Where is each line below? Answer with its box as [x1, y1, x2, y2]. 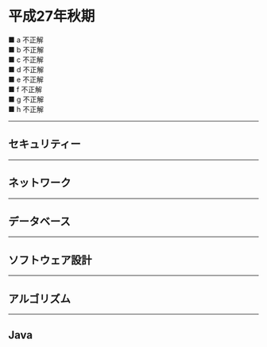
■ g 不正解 [8, 94, 44, 104]
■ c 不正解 [8, 55, 44, 64]
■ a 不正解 [8, 35, 44, 44]
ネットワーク [8, 176, 72, 190]
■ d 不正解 [8, 64, 44, 74]
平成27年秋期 [8, 7, 95, 25]
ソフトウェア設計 [8, 253, 92, 267]
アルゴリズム [8, 291, 72, 306]
